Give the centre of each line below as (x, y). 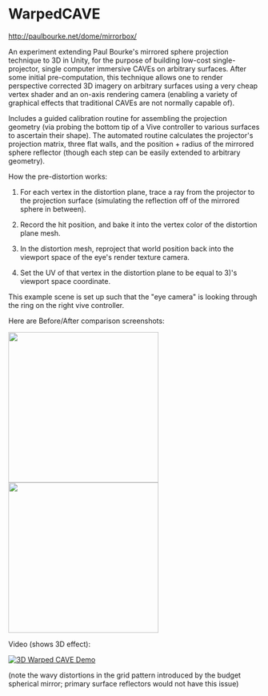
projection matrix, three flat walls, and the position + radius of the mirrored (131, 144)
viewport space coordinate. (65, 281)
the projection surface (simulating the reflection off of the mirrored (130, 200)
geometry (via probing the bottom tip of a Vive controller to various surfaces (134, 127)
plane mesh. (40, 233)
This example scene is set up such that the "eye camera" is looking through (133, 297)
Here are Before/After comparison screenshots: (87, 321)
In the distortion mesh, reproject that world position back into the (127, 249)
